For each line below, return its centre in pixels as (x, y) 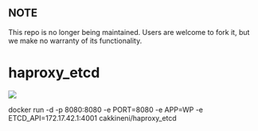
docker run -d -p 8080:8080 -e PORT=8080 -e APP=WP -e (106, 110)
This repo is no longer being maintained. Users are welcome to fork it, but (129, 32)
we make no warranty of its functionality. (75, 40)
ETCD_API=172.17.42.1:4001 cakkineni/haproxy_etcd (92, 118)
